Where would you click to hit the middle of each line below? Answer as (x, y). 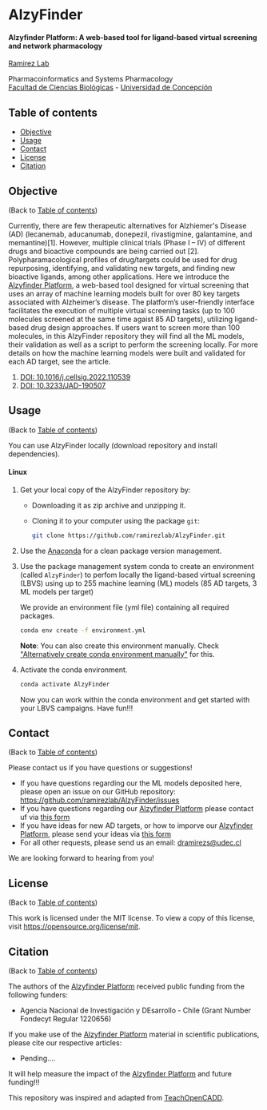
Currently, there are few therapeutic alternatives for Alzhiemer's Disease (128, 226)
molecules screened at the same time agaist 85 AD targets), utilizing (121, 319)
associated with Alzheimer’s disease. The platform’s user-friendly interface (132, 302)
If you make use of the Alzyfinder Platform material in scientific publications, (134, 1034)
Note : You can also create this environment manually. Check (120, 646)
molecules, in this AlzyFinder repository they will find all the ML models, (126, 336)
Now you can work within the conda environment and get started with (135, 699)
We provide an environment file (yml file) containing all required (124, 607)
